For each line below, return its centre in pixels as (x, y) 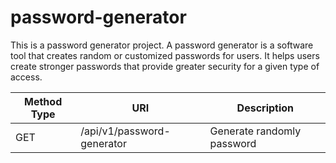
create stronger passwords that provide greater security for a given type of (165, 66)
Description (265, 108)
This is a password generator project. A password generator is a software (162, 45)
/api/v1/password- (125, 131)
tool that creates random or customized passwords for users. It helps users (165, 55)
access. (26, 77)
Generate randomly (255, 131)
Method (43, 101)
